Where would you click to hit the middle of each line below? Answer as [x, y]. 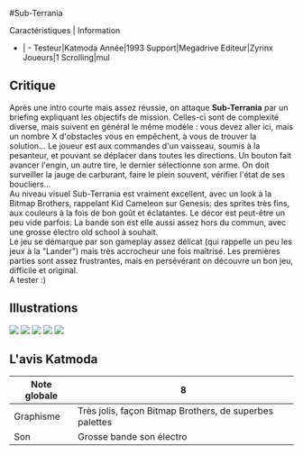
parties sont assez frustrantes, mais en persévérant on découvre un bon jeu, [151, 260]
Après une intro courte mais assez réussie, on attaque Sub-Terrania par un [149, 107]
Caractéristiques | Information [65, 30]
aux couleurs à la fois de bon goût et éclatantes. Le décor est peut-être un [147, 213]
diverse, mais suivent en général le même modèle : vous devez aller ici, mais [151, 126]
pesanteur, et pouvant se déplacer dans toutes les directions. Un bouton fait [151, 155]
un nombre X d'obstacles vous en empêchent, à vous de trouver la [133, 136]
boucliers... [30, 184]
